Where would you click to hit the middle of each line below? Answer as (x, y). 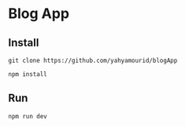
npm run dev (28, 116)
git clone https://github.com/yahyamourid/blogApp (93, 60)
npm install (28, 74)
